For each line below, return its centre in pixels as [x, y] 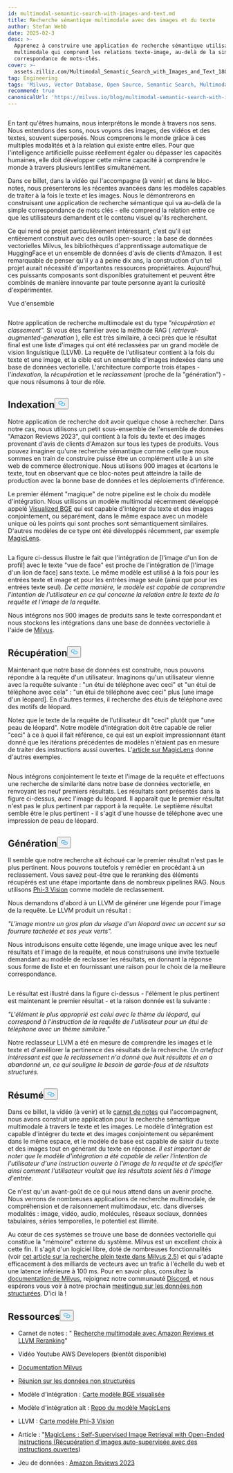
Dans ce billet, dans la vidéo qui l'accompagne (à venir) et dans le [102, 181]
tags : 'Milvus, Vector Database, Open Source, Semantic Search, [102, 85]
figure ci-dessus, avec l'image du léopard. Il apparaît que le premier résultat [116, 799]
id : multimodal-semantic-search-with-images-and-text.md [92, 14]
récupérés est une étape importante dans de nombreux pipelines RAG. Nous [116, 882]
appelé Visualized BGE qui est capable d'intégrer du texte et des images [111, 508]
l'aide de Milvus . [31, 630]
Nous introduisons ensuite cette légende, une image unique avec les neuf [113, 945]
